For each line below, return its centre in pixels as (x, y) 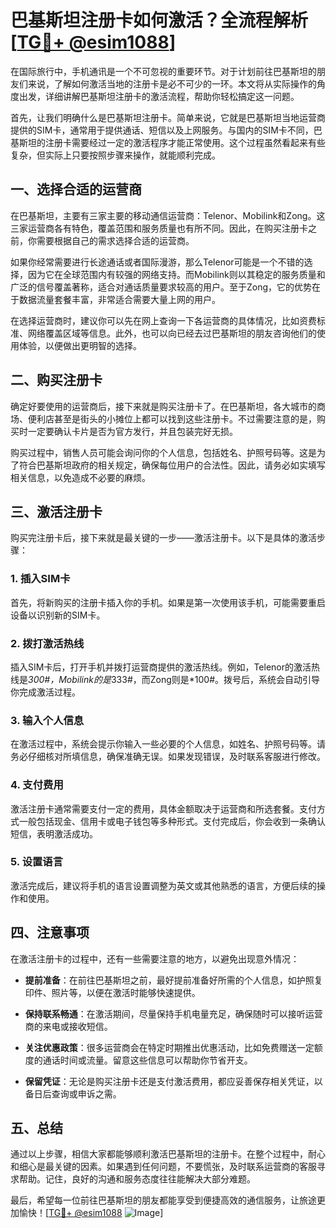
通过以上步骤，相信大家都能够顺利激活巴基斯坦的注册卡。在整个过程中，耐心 (168, 1154)
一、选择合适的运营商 (76, 189)
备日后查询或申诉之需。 (73, 1093)
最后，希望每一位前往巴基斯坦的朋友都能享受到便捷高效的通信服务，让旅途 (163, 1200)
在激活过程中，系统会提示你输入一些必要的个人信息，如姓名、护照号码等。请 (168, 744)
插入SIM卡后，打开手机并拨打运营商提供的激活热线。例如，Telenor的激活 (161, 667)
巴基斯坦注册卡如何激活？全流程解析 (159, 20)
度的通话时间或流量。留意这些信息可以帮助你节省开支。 (138, 1060)
